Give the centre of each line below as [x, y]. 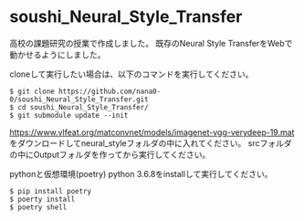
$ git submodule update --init [69, 115]
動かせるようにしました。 [58, 54]
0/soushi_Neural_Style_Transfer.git [79, 99]
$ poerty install [42, 199]
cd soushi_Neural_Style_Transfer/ [83, 107]
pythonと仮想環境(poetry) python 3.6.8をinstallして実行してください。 [141, 174]
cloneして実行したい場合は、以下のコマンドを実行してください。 [131, 74]
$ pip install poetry [51, 191]
